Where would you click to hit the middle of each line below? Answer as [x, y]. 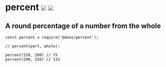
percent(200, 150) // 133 [32, 59]
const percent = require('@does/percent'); [52, 37]
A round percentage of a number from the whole [83, 26]
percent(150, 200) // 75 [31, 55]
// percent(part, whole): [32, 46]
